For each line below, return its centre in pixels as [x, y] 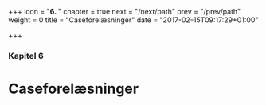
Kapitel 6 [26, 56]
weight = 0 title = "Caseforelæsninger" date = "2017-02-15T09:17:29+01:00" [133, 20]
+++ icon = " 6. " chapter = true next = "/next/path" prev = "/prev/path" [125, 12]
